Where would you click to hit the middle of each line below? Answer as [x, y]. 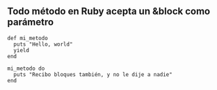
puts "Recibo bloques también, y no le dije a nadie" [93, 74]
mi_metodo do [26, 69]
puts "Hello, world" [43, 44]
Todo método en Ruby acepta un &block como [109, 11]
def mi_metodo [28, 38]
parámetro [31, 22]
